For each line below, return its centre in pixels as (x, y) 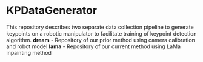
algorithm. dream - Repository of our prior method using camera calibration (101, 40)
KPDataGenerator (52, 11)
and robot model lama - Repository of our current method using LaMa (93, 46)
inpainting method (29, 52)
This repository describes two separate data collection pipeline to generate (100, 27)
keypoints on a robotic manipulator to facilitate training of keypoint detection (101, 33)
